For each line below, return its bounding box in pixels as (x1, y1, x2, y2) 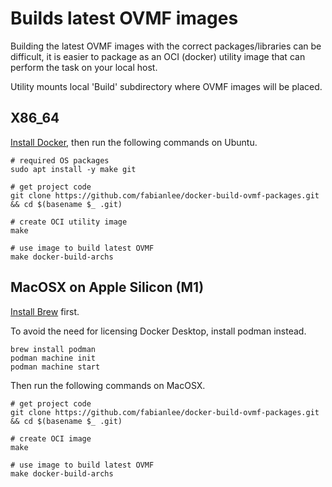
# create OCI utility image (10, 217, 128, 227)
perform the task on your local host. (10, 61, 158, 73)
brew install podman (10, 344, 97, 354)
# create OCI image (10, 433, 92, 444)
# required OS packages (10, 155, 110, 166)
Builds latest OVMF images (10, 7, 239, 30)
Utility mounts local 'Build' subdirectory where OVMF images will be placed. (10, 80, 323, 92)
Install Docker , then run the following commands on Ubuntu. (10, 136, 258, 148)
